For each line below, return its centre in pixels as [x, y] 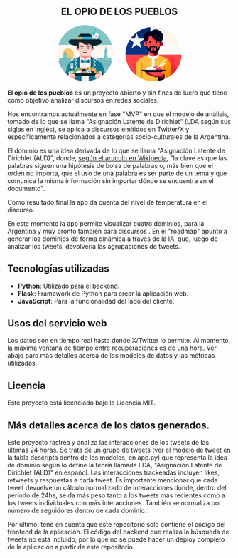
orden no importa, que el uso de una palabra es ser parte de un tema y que [117, 173]
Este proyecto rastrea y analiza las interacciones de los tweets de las [108, 443]
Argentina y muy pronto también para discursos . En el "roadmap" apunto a [117, 231]
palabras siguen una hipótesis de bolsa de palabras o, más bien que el [110, 165]
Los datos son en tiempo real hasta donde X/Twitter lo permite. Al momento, [119, 341]
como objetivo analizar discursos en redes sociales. [83, 100]
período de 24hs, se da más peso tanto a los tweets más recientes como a [117, 495]
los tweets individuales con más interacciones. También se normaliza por [114, 503]
